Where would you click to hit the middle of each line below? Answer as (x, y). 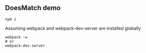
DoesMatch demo (33, 8)
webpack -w (16, 37)
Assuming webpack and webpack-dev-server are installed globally (73, 28)
